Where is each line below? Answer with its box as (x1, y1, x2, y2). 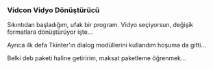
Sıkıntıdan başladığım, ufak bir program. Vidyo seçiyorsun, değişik (7, 21, 194, 29)
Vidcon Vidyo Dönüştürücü (7, 5, 100, 15)
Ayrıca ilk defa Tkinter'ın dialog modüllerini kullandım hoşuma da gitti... (7, 41, 207, 49)
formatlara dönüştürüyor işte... (7, 28, 93, 36)
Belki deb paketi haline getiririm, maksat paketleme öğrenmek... (7, 54, 186, 62)
